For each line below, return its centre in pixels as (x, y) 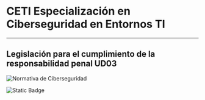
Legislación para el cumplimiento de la (81, 54)
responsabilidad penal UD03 (62, 64)
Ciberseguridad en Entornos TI (86, 24)
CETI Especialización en (69, 11)
